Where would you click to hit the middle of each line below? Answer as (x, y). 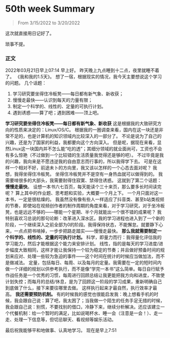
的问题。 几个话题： (26, 83)
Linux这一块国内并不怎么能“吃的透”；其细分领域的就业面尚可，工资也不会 (86, 149)
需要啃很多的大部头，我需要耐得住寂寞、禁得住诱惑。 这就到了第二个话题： (83, 181)
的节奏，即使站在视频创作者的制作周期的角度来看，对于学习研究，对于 (78, 206)
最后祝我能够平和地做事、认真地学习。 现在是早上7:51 (61, 330)
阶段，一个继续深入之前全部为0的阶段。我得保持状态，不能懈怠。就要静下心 (84, 225)
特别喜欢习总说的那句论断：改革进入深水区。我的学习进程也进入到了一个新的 (85, 219)
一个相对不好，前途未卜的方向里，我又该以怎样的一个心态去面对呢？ (80, 168)
